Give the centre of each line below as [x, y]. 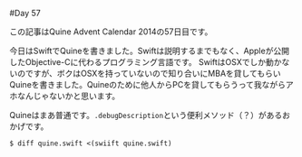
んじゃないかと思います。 [73, 96]
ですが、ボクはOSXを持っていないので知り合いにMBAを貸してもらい [153, 73]
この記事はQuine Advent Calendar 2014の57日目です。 [111, 32]
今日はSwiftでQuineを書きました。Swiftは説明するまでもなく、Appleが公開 [150, 51]
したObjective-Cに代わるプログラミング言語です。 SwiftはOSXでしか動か [146, 62]
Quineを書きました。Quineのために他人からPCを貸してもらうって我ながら [147, 84]
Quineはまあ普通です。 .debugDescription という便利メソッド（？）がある [146, 115]
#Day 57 [25, 13]
